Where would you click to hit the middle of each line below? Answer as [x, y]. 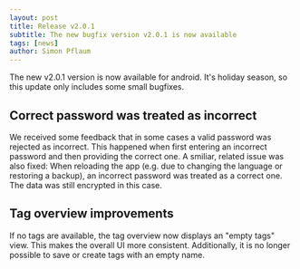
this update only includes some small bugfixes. [97, 87]
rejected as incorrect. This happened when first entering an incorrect [138, 147]
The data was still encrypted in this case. [86, 185]
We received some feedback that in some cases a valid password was [140, 137]
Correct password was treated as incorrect [133, 115]
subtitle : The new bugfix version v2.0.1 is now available [123, 34]
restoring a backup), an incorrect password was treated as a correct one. [146, 175]
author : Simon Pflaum [50, 52]
